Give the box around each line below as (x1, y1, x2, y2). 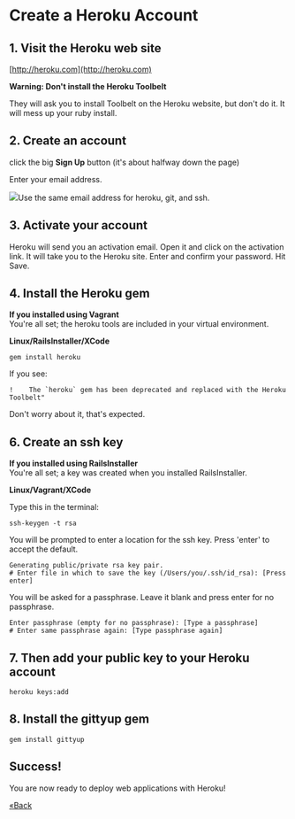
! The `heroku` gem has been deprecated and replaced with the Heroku (9, 386, 287, 395)
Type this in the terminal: (9, 502, 100, 513)
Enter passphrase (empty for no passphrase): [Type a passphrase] (9, 619, 259, 628)
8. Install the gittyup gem (9, 712, 150, 727)
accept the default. (9, 544, 79, 554)
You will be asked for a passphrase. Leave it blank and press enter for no (9, 592, 275, 603)
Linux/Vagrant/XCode (9, 484, 92, 496)
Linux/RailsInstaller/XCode (9, 336, 110, 346)
